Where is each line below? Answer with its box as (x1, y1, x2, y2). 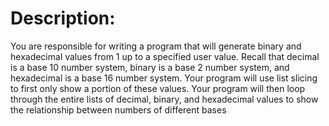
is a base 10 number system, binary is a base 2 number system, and (10, 61, 290, 73)
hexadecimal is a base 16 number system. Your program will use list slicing (10, 72, 318, 84)
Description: (10, 7, 116, 30)
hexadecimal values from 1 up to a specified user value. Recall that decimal (10, 50, 320, 62)
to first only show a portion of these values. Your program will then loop (10, 82, 306, 94)
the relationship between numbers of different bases (10, 103, 227, 116)
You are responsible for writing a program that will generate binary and (10, 40, 302, 52)
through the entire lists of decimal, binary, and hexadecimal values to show (10, 93, 319, 105)
